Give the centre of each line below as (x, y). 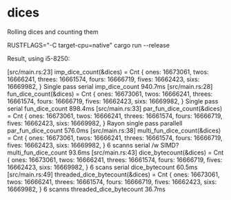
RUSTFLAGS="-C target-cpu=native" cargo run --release (89, 45)
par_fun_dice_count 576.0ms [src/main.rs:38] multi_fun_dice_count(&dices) (114, 130)
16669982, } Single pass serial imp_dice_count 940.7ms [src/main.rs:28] (110, 86)
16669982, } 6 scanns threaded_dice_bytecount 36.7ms (86, 189)
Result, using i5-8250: (39, 58)
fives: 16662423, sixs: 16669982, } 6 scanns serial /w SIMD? (93, 145)
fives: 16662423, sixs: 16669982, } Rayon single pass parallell (95, 123)
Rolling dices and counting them (53, 32)
